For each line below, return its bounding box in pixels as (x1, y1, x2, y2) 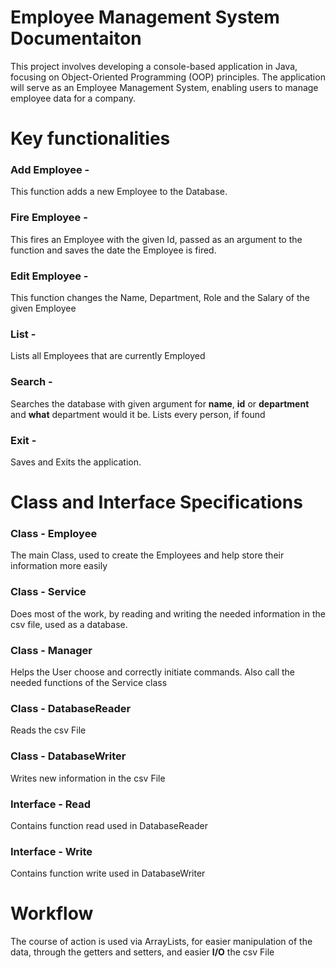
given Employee (10, 302, 77, 315)
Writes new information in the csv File (10, 772, 166, 784)
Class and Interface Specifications (10, 491, 303, 514)
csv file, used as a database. (10, 618, 128, 630)
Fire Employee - (10, 211, 88, 225)
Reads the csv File (10, 724, 87, 736)
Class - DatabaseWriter (10, 749, 127, 763)
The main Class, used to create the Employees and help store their (10, 549, 285, 561)
